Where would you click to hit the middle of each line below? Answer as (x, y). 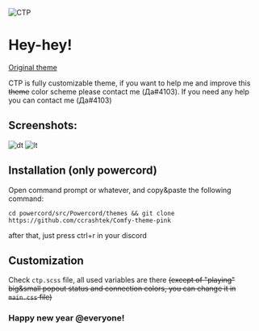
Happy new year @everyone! (67, 318)
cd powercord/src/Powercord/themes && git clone (92, 213)
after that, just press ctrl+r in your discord (78, 235)
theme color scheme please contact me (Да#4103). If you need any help (129, 91)
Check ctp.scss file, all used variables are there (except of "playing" (122, 280)
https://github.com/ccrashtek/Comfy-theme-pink (90, 220)
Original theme (33, 67)
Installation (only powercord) (83, 171)
